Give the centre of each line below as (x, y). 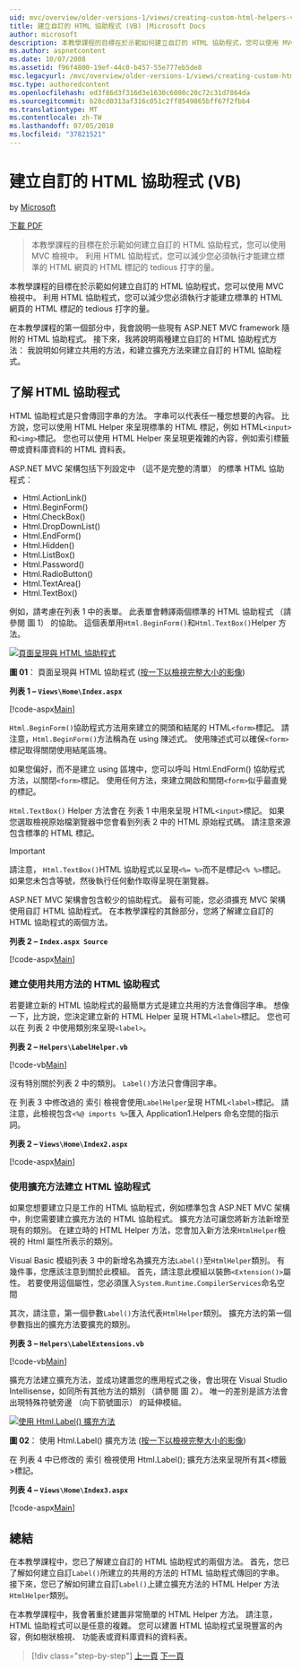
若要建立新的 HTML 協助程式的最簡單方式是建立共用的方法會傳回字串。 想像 (149, 1005)
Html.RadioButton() (58, 573)
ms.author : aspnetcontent (57, 51)
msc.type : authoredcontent (60, 84)
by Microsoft (33, 206)
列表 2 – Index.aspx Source (59, 941)
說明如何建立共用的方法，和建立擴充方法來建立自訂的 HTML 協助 (154, 350)
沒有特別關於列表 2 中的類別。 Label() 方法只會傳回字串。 (116, 1083)
